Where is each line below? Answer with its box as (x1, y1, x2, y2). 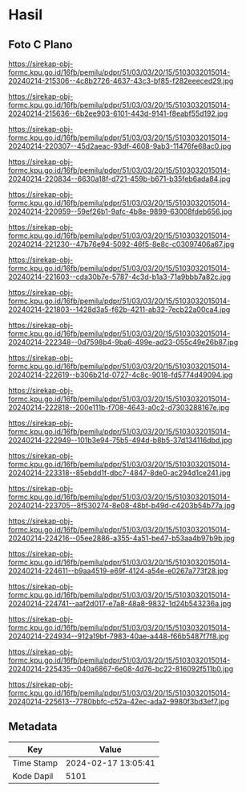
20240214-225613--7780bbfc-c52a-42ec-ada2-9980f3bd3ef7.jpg (8, 697, 230, 706)
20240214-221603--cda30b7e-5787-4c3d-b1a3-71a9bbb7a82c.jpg (8, 272, 231, 281)
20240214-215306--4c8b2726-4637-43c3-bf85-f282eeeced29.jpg (8, 76, 234, 85)
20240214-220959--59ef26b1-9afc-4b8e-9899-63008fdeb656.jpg (8, 207, 232, 216)
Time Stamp (12, 757, 58, 769)
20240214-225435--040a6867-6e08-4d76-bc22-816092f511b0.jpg (8, 664, 234, 673)
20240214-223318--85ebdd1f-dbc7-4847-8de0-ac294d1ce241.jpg (8, 468, 231, 478)
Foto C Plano (8, 38, 73, 51)
